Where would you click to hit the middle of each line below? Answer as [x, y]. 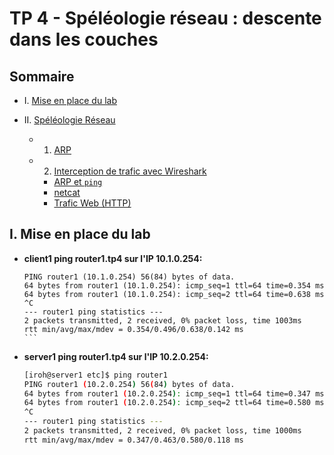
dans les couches [84, 39]
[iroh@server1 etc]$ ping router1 [95, 375]
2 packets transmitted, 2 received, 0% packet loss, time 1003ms [162, 320]
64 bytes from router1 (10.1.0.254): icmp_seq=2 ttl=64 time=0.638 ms [174, 294]
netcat [67, 192]
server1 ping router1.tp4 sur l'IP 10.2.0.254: [116, 356]
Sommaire [42, 76]
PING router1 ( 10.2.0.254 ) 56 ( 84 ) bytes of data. [129, 384]
